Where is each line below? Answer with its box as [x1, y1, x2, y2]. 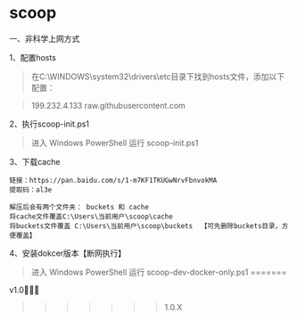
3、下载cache [9, 156, 61, 167]
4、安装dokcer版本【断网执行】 [9, 248, 127, 258]
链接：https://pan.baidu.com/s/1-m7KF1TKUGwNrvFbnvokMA [9, 176, 218, 185]
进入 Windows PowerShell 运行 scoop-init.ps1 [30, 137, 199, 148]
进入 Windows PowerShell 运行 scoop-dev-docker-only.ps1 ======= [30, 267, 287, 277]
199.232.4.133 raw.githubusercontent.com [30, 100, 186, 111]
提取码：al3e [9, 185, 53, 194]
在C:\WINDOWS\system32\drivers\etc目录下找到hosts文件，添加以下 [30, 70, 285, 82]
